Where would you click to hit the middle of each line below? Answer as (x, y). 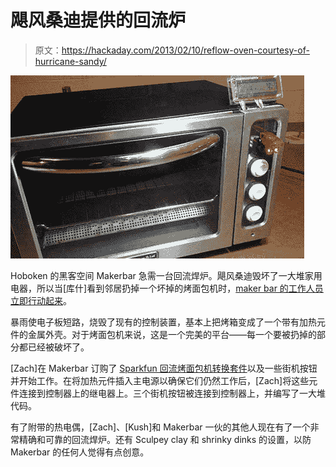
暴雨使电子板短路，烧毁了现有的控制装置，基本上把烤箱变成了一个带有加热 (163, 322)
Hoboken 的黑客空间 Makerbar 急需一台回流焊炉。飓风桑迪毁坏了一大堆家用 (166, 275)
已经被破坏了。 (58, 347)
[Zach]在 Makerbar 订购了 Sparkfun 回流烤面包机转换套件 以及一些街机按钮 (164, 368)
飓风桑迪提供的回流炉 (98, 20)
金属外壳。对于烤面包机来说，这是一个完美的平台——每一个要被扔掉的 (172, 334)
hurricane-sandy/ (70, 61)
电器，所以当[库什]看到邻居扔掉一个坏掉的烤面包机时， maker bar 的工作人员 (167, 288)
